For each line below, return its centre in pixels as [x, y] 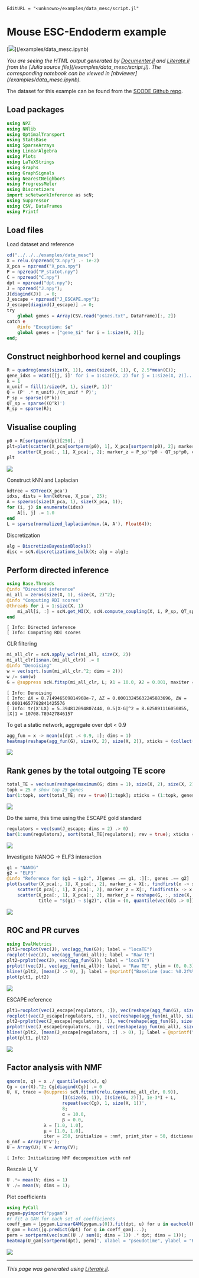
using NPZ [19, 123]
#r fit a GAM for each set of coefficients [61, 1219]
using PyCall [23, 1207]
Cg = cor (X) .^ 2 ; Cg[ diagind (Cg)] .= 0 [54, 1087]
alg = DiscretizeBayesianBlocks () [49, 546]
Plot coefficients [27, 1197]
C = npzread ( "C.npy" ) [33, 277]
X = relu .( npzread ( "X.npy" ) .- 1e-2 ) [53, 261]
